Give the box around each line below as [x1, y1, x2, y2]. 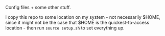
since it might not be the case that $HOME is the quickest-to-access [5, 20, 150, 25]
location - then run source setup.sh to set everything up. [5, 25, 125, 31]
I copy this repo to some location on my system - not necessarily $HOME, [5, 14, 161, 20]
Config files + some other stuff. [5, 5, 71, 10]
